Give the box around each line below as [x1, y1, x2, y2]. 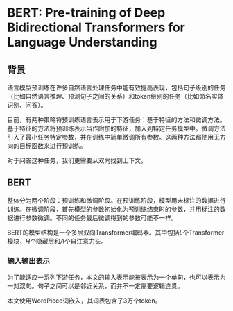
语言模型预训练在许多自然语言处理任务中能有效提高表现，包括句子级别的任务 [7, 83, 226, 92]
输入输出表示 [7, 255, 51, 265]
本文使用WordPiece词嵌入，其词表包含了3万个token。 [7, 296, 162, 305]
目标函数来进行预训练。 [19, 142, 87, 150]
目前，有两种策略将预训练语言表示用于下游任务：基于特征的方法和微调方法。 [7, 116, 226, 124]
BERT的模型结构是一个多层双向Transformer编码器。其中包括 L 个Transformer [7, 228, 225, 237]
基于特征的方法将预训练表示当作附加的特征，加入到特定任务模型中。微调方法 [7, 124, 226, 133]
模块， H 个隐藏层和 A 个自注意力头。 [7, 237, 107, 245]
